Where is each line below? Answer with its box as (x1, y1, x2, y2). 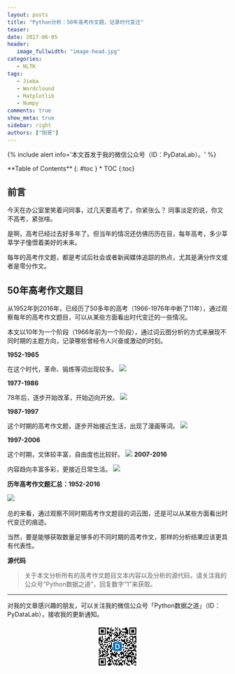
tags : (7, 70, 23, 77)
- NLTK (16, 63, 36, 70)
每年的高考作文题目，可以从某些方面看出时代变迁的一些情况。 (13, 313, 191, 322)
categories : (7, 56, 42, 63)
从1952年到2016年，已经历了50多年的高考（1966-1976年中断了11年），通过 (7, 304, 222, 313)
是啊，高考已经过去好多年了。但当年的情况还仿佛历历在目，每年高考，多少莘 (7, 229, 228, 238)
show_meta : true (7, 115, 55, 122)
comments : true (7, 107, 52, 115)
